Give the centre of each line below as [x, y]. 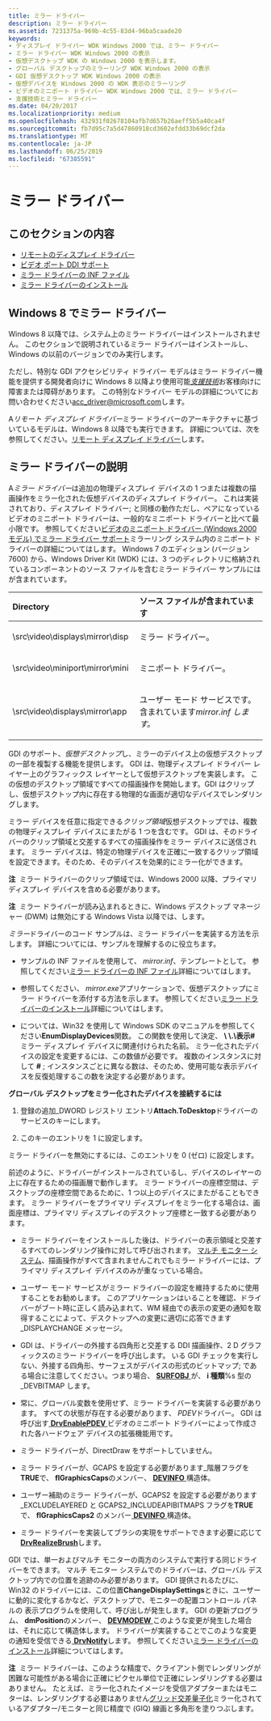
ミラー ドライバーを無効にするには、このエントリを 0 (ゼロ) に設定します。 [133, 1155]
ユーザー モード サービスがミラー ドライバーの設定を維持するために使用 [140, 1287]
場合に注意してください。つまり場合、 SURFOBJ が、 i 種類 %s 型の [139, 1376]
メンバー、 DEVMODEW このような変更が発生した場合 [161, 1620]
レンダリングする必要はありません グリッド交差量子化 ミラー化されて [149, 1698]
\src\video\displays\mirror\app [70, 711]
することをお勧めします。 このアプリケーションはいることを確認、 [130, 1297]
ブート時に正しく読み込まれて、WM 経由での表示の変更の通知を [148, 1308]
